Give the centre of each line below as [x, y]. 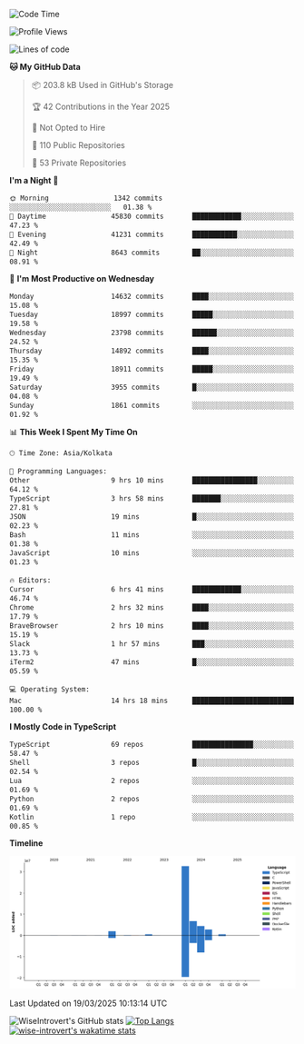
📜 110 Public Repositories [78, 145]
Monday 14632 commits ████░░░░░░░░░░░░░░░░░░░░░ [152, 296]
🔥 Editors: [30, 581]
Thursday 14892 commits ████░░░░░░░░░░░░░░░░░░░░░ [152, 351]
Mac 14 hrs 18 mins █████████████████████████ [152, 701]
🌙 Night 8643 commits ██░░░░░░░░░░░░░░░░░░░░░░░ [152, 253]
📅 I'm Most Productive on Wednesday [82, 278]
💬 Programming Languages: [58, 472]
